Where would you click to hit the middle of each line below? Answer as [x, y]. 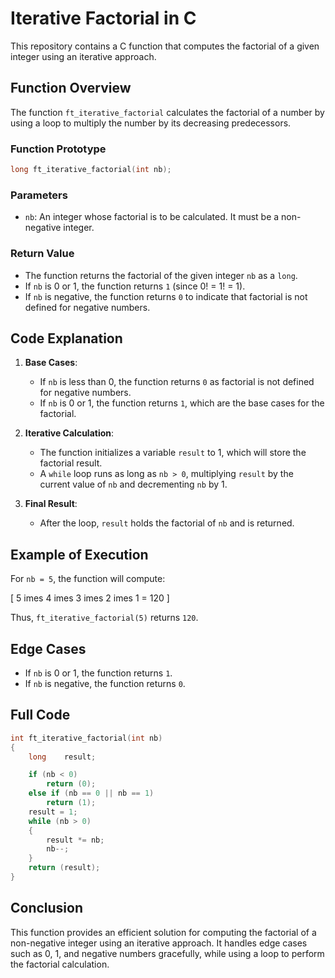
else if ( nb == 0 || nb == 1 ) [91, 793]
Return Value [42, 254]
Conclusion [47, 908]
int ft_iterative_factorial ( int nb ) [86, 738]
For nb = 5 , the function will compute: [88, 579]
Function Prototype [58, 149]
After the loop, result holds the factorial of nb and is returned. [167, 523]
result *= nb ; [75, 840]
